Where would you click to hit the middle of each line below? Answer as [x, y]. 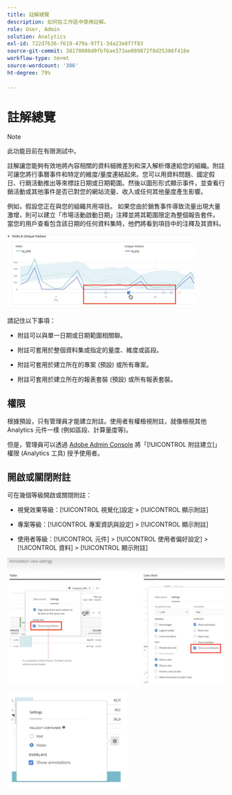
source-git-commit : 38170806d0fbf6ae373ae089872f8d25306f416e [98, 51]
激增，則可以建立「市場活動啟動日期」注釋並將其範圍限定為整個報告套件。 [113, 215]
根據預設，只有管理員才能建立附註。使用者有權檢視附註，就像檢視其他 [107, 421]
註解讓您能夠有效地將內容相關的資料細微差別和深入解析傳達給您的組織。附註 [116, 166]
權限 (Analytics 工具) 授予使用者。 [55, 453]
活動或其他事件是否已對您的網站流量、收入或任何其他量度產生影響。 [110, 192]
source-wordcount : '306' [43, 66]
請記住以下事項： [31, 320]
